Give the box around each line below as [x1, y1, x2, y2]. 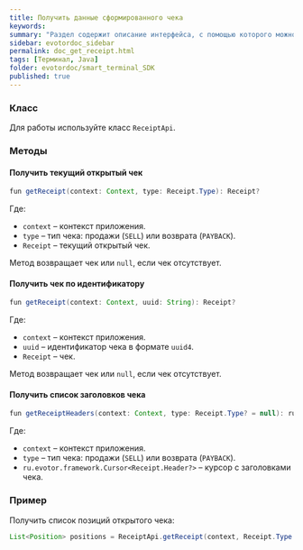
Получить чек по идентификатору [9, 278, 145, 289]
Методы [9, 144, 48, 157]
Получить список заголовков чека [9, 389, 146, 399]
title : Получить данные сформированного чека [9, 13, 183, 23]
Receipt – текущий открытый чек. [22, 240, 151, 251]
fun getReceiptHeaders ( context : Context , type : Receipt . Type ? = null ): [9, 409, 284, 418]
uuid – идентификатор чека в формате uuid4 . [22, 342, 194, 353]
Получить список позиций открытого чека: [9, 515, 175, 526]
